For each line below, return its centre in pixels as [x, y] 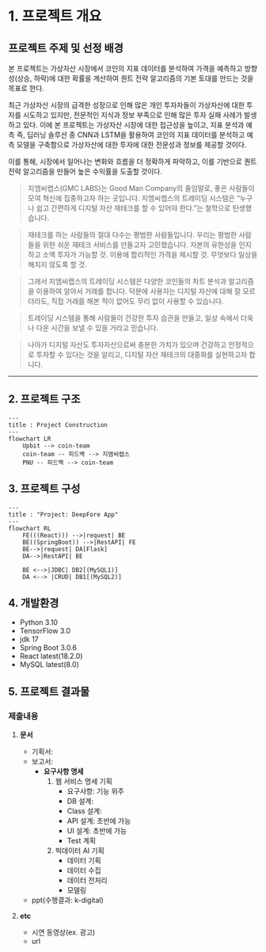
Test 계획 [82, 841]
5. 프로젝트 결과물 [49, 691]
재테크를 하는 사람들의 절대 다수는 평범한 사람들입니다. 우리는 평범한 [132, 235]
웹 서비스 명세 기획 [84, 782]
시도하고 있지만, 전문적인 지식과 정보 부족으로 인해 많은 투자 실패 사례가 [133, 115]
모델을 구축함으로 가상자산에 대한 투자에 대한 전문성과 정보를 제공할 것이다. [131, 145]
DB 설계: [80, 802]
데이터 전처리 [87, 881]
